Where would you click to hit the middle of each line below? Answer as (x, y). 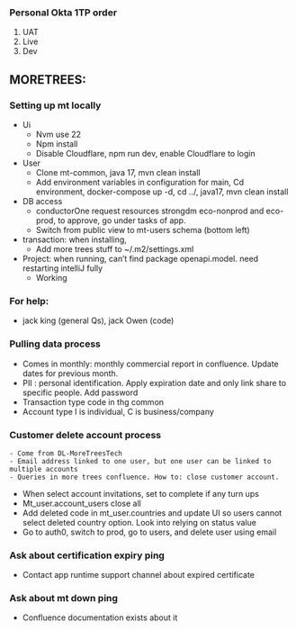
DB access (42, 201)
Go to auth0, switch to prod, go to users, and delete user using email (149, 532)
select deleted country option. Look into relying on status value (139, 522)
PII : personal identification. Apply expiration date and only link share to (154, 382)
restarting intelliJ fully (63, 268)
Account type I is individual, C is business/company (118, 411)
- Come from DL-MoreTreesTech (66, 453)
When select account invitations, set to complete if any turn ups (140, 493)
